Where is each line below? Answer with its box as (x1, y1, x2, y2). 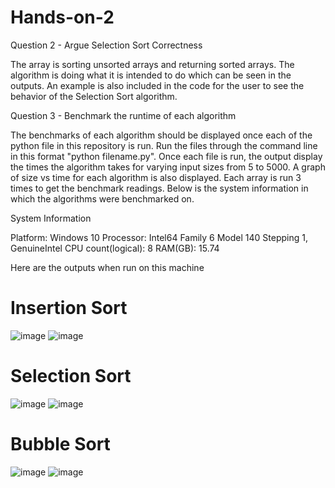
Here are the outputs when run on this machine (10, 261, 205, 273)
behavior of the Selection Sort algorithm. (10, 90, 178, 102)
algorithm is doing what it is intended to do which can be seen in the (10, 69, 292, 81)
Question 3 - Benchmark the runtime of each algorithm (10, 109, 237, 121)
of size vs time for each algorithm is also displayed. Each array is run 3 (10, 171, 302, 183)
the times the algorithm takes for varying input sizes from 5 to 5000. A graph (10, 161, 326, 173)
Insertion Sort (10, 297, 128, 320)
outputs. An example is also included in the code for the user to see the (10, 79, 305, 91)
